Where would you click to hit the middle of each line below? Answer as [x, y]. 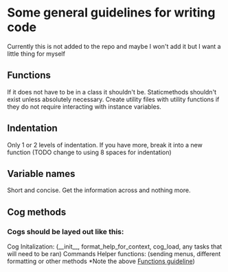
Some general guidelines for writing [111, 13]
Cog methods [37, 212]
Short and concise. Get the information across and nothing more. [99, 190]
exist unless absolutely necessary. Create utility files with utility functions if [113, 99]
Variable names [41, 174]
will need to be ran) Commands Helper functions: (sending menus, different [114, 254]
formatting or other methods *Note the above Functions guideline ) [101, 261]
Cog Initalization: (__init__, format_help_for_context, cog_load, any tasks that [115, 247]
